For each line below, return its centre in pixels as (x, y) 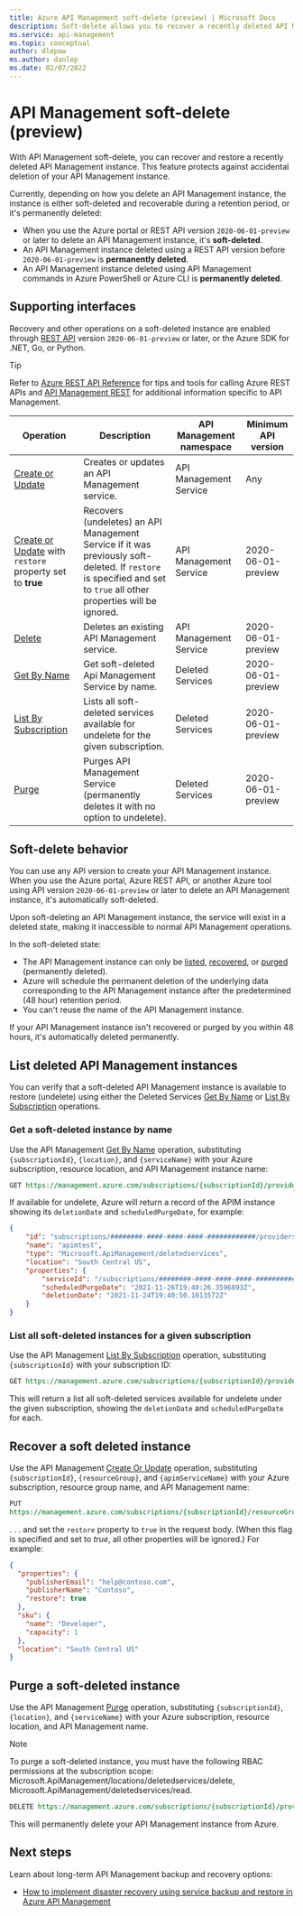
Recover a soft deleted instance (100, 1446)
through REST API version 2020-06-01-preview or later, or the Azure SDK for (150, 338)
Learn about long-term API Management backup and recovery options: (141, 1874)
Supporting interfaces (73, 307)
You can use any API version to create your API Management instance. (141, 871)
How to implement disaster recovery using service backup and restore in (157, 1892)
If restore (141, 567)
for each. (26, 1418)
